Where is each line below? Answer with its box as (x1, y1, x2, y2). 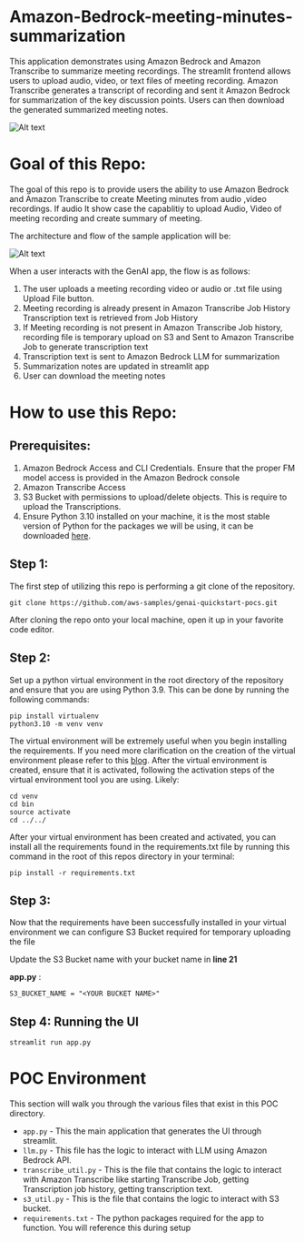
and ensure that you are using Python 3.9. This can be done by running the (9, 684, 289, 695)
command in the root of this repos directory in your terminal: (9, 851, 235, 862)
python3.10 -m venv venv (9, 719, 103, 729)
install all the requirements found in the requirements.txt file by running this (9, 841, 290, 852)
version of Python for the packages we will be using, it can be (22, 520, 254, 531)
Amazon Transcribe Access (22, 481, 126, 492)
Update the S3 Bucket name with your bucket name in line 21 (9, 954, 238, 965)
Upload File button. (22, 293, 94, 304)
